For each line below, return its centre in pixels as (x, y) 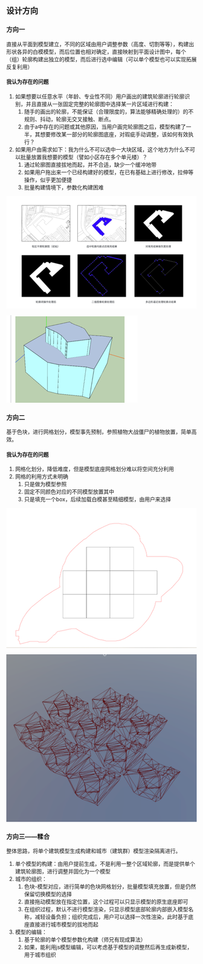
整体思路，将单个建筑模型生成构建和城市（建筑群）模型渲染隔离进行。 (94, 851)
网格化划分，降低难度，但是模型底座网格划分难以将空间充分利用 (94, 469)
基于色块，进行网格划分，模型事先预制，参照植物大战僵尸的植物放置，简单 (99, 432)
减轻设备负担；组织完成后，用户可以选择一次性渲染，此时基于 (111, 917)
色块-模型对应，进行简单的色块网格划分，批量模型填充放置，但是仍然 (110, 886)
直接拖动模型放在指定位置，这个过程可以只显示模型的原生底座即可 (106, 902)
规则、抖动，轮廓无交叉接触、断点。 (69, 119)
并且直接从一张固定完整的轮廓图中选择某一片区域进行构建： (100, 104)
